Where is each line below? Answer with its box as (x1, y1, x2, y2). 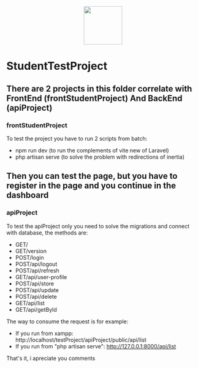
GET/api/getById (15, 306, 57, 313)
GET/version (15, 247, 47, 255)
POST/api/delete (15, 293, 57, 300)
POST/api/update (15, 286, 59, 293)
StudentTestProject (6, 59, 108, 73)
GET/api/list (15, 299, 45, 307)
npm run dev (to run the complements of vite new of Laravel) (15, 146, 170, 154)
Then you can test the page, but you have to (6, 171, 178, 181)
